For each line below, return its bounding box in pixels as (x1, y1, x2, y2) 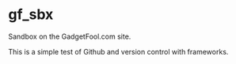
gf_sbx (8, 6, 54, 24)
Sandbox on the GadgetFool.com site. (8, 32, 131, 41)
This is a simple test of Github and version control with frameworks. (8, 47, 229, 56)
